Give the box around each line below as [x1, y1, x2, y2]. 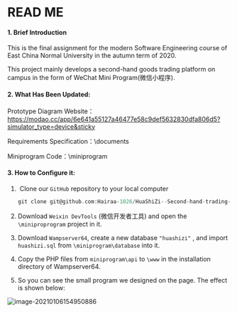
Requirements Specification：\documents [7, 137, 130, 145]
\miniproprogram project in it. [17, 220, 102, 228]
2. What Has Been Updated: [7, 90, 91, 98]
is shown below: [17, 283, 65, 292]
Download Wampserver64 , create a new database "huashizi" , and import [17, 233, 228, 241]
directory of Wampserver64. [17, 262, 101, 271]
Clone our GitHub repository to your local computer [19, 184, 169, 193]
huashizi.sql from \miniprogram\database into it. [17, 241, 160, 249]
